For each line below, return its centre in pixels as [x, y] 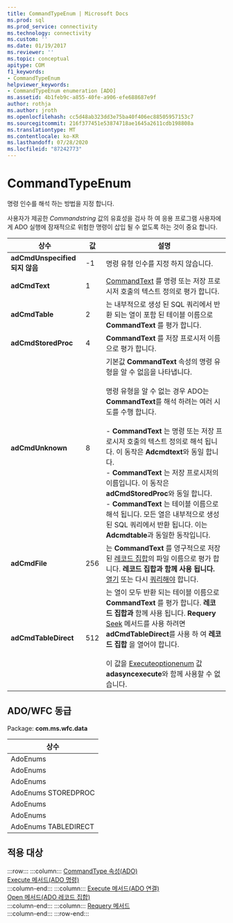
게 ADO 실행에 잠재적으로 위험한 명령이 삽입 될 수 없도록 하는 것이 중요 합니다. [112, 227]
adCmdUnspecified [43, 257]
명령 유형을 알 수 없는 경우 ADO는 [157, 391]
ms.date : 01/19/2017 [37, 46]
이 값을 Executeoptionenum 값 [154, 663]
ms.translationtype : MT [42, 130]
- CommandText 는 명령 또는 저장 [160, 431]
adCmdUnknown [39, 448]
